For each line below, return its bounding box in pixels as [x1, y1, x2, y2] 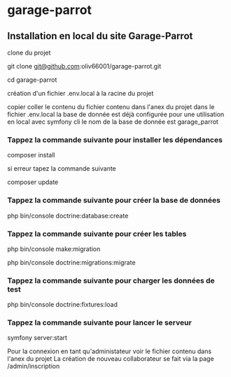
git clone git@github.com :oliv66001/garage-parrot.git [7, 62, 162, 70]
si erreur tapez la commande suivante [7, 164, 117, 173]
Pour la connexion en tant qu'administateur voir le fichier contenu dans [7, 347, 212, 355]
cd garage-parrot [7, 76, 57, 84]
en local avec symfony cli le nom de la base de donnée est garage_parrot [7, 118, 219, 126]
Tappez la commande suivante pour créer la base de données [7, 195, 220, 205]
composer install [7, 151, 55, 159]
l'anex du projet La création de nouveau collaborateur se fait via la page [7, 355, 215, 363]
